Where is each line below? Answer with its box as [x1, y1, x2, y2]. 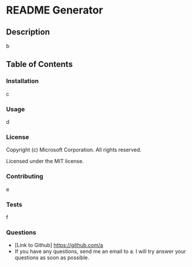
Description [6, 27, 50, 37]
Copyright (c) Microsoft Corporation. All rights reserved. [6, 146, 142, 153]
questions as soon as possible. [14, 254, 90, 261]
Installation [6, 77, 39, 85]
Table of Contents [6, 59, 73, 69]
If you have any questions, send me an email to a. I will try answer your [14, 248, 186, 255]
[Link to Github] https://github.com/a [14, 242, 104, 249]
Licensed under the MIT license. [6, 158, 84, 165]
